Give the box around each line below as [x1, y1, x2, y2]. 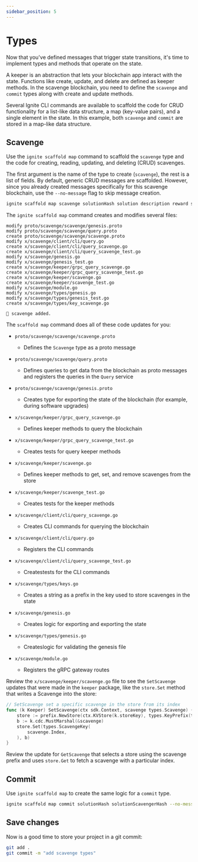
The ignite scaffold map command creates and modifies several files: [6, 212, 178, 219]
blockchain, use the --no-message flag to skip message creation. [6, 189, 161, 196]
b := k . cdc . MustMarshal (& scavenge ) [16, 718, 104, 724]
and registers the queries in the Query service [23, 373, 134, 381]
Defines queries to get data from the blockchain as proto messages [23, 367, 187, 374]
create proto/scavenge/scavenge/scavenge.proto [6, 234, 126, 240]
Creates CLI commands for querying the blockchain [23, 523, 149, 530]
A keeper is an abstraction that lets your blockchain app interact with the [6, 71, 183, 78]
